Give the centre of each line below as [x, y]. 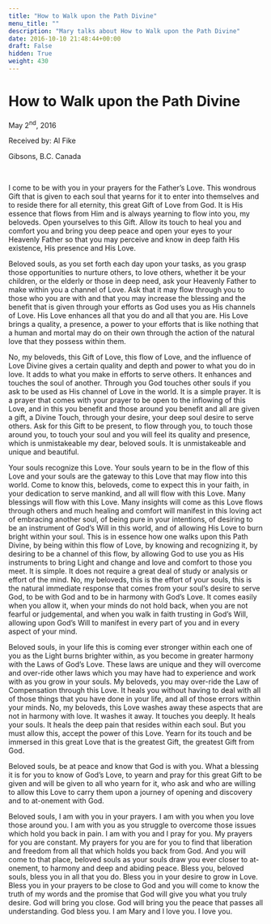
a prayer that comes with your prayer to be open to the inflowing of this [127, 400]
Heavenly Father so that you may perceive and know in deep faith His [124, 239]
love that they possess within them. [68, 342]
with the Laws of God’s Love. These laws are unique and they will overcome [135, 664]
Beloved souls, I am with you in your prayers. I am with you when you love [131, 817]
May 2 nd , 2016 [32, 124]
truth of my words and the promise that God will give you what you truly [128, 894]
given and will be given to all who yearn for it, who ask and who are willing [132, 784]
